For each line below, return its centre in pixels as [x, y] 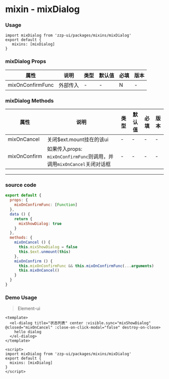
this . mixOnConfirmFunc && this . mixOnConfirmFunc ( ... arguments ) [86, 266]
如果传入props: [65, 149]
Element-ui [29, 308]
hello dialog [28, 332]
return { [23, 219]
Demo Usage [21, 297]
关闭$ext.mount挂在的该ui [78, 140]
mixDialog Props [26, 62]
